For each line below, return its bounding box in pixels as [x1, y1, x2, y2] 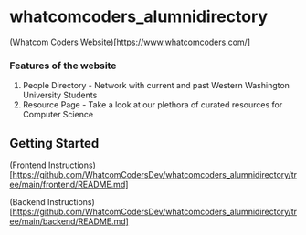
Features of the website [9, 59, 117, 72]
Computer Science [22, 109, 94, 120]
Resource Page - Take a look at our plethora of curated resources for [22, 99, 283, 110]
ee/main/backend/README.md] [9, 216, 130, 227]
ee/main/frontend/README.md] [9, 179, 129, 190]
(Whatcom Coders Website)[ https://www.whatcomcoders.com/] [9, 36, 251, 47]
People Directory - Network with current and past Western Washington [22, 80, 290, 91]
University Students [22, 89, 98, 101]
